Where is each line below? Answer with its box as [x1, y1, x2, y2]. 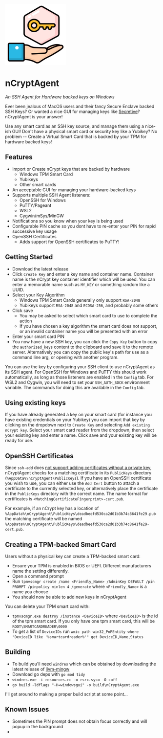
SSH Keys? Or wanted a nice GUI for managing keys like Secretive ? [5, 109, 140, 114]
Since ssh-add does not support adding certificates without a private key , [5, 465, 152, 470]
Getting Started [5, 253, 53, 261]
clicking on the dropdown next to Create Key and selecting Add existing [5, 422, 150, 428]
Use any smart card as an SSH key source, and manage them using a [5, 123, 144, 129]
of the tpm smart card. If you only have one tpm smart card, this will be [12, 618, 155, 624]
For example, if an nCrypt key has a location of [5, 505, 99, 512]
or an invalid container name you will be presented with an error [19, 328, 148, 334]
